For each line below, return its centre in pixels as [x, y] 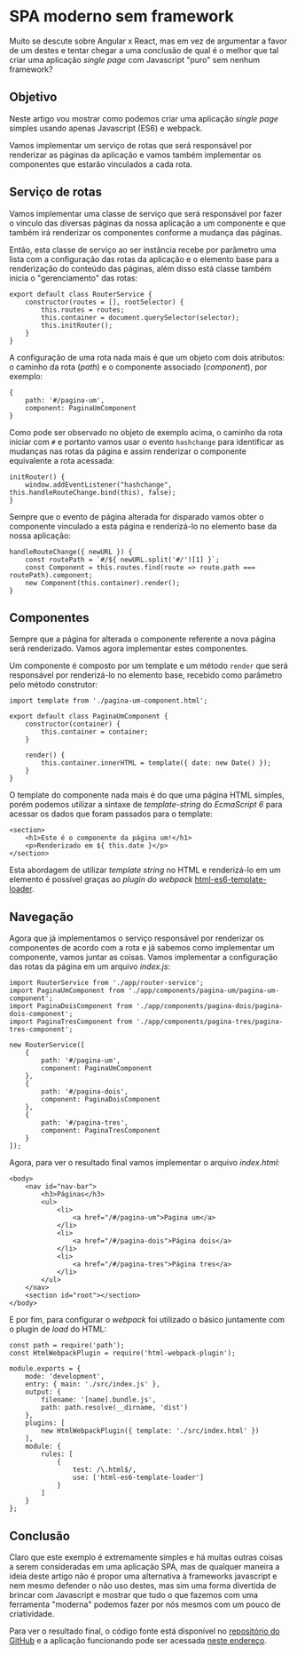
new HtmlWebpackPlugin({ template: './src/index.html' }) [150, 1431]
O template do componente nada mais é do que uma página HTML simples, [147, 795]
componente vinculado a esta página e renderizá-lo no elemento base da [143, 526]
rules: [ [57, 1454]
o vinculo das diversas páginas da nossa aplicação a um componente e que [148, 223]
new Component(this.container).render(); [102, 583]
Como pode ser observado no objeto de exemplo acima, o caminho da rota [146, 432]
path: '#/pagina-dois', [85, 1092]
